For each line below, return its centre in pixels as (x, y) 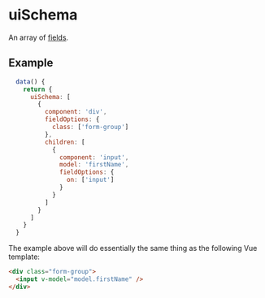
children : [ (65, 142)
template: (24, 257)
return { (38, 89)
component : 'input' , (94, 157)
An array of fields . (39, 37)
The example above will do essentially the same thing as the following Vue (133, 248)
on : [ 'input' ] (90, 180)
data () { (30, 82)
